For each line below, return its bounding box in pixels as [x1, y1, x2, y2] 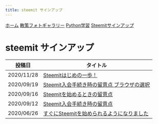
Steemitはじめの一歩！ [43, 71, 98, 79]
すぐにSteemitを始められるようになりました [43, 110, 149, 117]
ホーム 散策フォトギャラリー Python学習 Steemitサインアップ [5, 22, 134, 28]
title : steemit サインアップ [5, 7, 63, 13]
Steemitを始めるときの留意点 [43, 90, 113, 97]
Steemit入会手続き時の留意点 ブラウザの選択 [43, 81, 150, 88]
